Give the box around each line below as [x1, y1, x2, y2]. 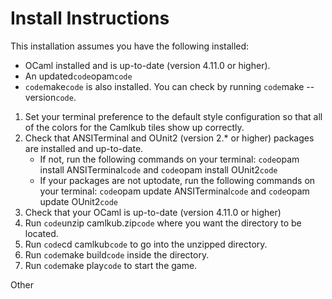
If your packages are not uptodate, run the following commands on [39, 174, 316, 186]
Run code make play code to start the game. [24, 259, 198, 271]
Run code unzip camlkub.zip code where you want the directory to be [24, 217, 302, 229]
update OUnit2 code [39, 195, 118, 207]
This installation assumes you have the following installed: [10, 40, 250, 52]
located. [24, 227, 59, 239]
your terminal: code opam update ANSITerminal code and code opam [39, 185, 310, 197]
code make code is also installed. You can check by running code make [24, 80, 305, 92]
